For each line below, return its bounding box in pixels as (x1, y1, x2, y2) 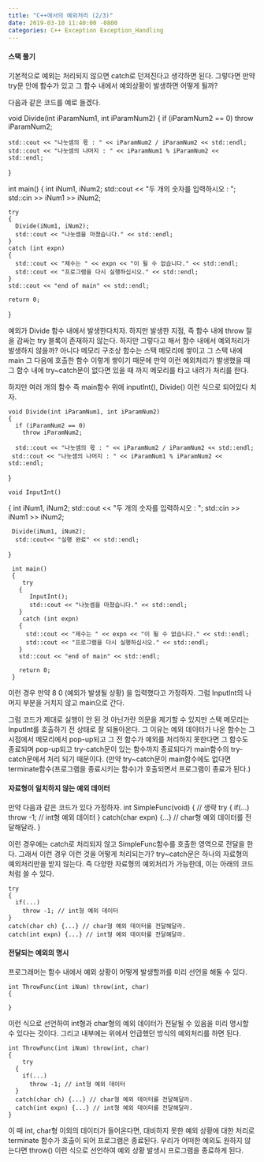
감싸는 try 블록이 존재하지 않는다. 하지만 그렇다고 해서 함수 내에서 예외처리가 (16, 335, 251, 345)
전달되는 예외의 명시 (8, 948, 69, 957)
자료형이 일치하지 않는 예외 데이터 (8, 783, 110, 793)
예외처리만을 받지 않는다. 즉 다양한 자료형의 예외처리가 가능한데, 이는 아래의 (8, 858, 240, 868)
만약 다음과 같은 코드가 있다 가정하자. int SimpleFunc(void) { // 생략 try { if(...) (8, 802, 250, 812)
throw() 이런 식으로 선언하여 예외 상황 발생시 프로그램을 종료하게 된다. (28, 1145, 244, 1155)
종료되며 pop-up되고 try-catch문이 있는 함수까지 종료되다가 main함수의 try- (8, 744, 243, 753)
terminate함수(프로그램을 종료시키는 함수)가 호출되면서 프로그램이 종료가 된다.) (8, 764, 251, 773)
